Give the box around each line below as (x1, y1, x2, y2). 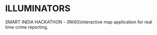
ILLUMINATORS (5, 3, 71, 14)
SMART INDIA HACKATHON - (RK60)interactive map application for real (5, 19, 153, 25)
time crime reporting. (5, 24, 49, 30)
